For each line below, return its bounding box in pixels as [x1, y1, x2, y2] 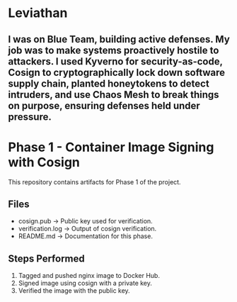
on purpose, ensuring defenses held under [8, 99, 200, 111]
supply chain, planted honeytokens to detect [8, 77, 209, 89]
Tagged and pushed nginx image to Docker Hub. [18, 272, 160, 280]
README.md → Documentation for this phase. [18, 232, 153, 240]
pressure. [8, 111, 52, 123]
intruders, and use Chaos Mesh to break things [8, 89, 219, 101]
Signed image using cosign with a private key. [18, 279, 153, 288]
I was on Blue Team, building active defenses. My [8, 33, 231, 45]
